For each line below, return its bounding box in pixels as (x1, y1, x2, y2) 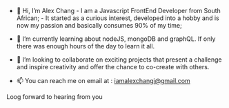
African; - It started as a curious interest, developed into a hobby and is (16, 14, 219, 22)
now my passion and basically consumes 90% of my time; (16, 21, 182, 29)
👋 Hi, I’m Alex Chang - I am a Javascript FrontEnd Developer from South (16, 7, 221, 15)
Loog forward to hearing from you (6, 93, 103, 100)
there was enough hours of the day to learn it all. (16, 42, 155, 50)
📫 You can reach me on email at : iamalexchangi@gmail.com (16, 77, 190, 84)
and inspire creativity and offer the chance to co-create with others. (16, 63, 210, 71)
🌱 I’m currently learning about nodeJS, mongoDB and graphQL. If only (16, 35, 216, 43)
